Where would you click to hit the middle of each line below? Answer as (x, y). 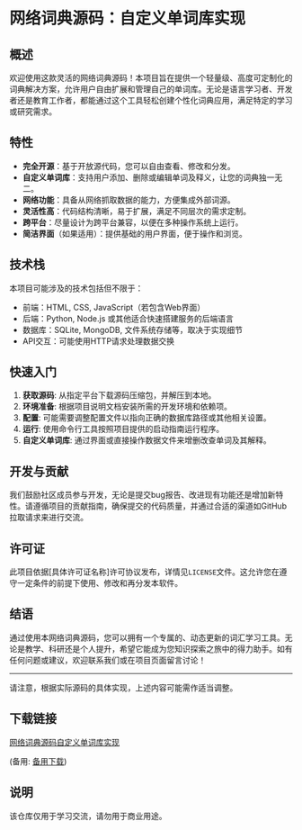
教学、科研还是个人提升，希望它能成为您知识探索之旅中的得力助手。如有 (159, 648)
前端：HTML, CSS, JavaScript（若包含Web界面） (113, 307)
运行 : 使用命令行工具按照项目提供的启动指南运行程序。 (123, 429)
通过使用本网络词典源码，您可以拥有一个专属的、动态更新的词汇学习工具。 (147, 637)
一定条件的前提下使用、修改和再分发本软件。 (99, 583)
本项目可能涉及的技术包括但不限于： (76, 288)
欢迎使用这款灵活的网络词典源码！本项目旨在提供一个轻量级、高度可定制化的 (151, 78)
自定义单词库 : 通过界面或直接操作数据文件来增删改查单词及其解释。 (147, 440)
